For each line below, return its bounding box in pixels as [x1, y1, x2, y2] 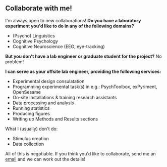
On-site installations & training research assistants [12, 94, 117, 100]
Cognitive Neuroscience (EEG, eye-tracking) [12, 43, 105, 50]
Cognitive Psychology [12, 38, 59, 44]
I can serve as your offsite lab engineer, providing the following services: [5, 68, 161, 74]
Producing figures [12, 110, 50, 116]
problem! [5, 58, 24, 65]
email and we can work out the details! [5, 156, 86, 162]
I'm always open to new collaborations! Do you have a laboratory [5, 17, 141, 23]
